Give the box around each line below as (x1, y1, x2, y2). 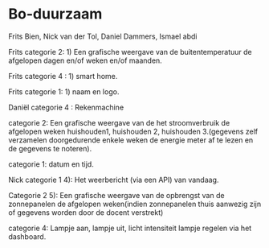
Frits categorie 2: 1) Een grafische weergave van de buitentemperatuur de (8, 47, 252, 56)
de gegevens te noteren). (8, 143, 92, 153)
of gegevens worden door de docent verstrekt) (8, 207, 164, 217)
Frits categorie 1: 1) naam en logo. (8, 86, 120, 97)
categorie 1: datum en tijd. (8, 159, 94, 169)
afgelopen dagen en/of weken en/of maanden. (8, 56, 162, 65)
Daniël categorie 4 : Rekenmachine (8, 102, 124, 112)
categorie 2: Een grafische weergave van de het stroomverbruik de (8, 118, 230, 127)
